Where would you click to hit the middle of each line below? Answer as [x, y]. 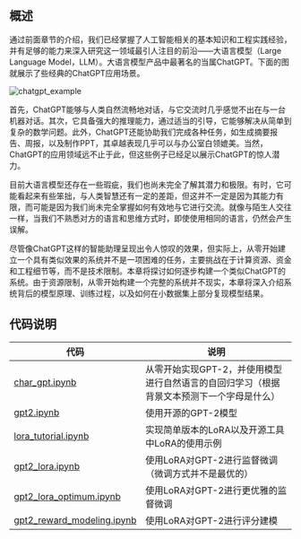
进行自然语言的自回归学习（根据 [212, 382]
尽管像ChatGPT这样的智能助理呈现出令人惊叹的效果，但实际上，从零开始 [144, 248]
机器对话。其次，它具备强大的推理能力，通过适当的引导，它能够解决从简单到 [150, 120]
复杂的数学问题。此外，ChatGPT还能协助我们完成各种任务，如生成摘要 [140, 132]
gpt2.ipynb [37, 413]
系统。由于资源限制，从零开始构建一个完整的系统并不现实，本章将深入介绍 [146, 282]
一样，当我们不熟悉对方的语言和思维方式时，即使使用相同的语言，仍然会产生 [150, 218]
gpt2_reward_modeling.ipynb [75, 520]
